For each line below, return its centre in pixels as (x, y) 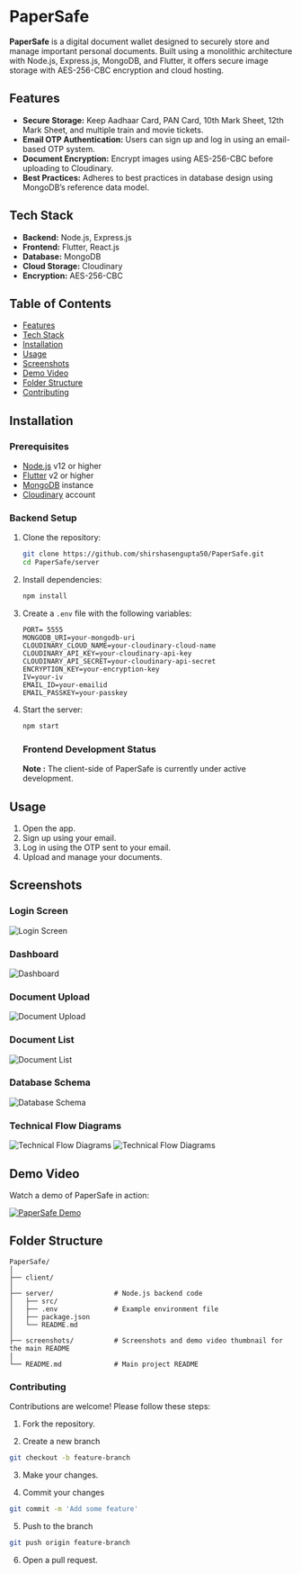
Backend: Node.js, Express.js (77, 237)
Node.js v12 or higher (62, 466)
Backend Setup (44, 518)
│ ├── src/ (34, 1301)
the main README (40, 1348)
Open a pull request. (60, 1560)
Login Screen (39, 911)
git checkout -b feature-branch (70, 1458)
